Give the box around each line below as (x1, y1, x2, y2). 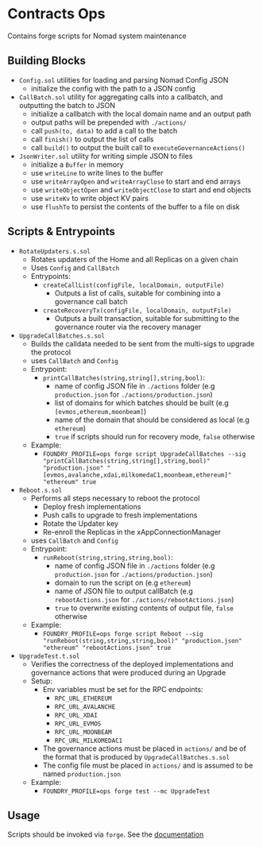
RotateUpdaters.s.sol (18, 247, 91, 255)
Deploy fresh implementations (42, 501, 141, 511)
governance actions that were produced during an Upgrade (30, 667, 226, 677)
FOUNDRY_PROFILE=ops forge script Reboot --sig (42, 629, 203, 638)
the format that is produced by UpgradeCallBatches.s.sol (42, 752, 230, 761)
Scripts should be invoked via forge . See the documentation (7, 830, 204, 839)
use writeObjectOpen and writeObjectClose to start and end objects (30, 184, 252, 195)
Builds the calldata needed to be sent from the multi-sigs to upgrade (30, 338, 255, 348)
